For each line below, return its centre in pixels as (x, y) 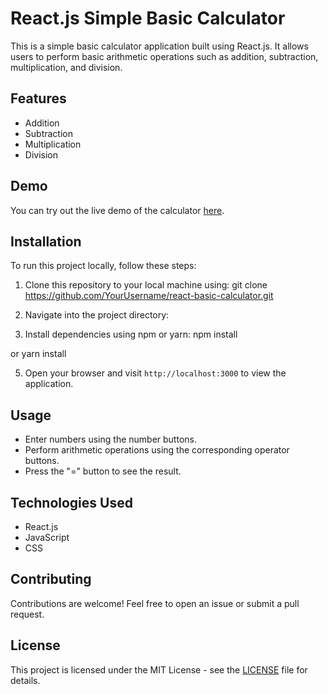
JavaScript (47, 537)
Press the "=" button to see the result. (103, 471)
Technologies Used (71, 502)
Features (38, 98)
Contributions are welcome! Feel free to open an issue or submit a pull (155, 603)
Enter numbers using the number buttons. (110, 439)
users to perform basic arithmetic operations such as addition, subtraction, (164, 56)
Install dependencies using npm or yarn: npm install (131, 334)
